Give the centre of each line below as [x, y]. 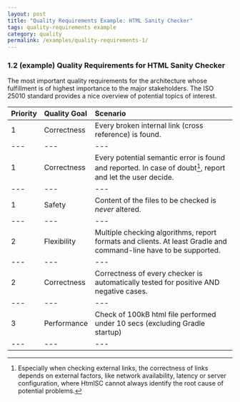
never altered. [118, 209]
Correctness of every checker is [149, 273]
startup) [108, 332]
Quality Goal [65, 113]
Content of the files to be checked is [155, 200]
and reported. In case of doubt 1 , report [160, 167]
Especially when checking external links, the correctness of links [113, 368]
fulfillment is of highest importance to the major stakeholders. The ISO [111, 88]
